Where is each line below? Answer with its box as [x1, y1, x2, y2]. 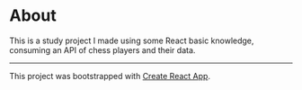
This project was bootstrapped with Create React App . [9, 70, 211, 81]
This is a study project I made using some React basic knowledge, [9, 35, 254, 46]
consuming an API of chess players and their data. [9, 44, 196, 55]
